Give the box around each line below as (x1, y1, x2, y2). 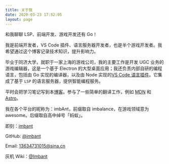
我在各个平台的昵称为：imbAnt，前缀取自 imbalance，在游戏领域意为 (5, 106, 149, 112)
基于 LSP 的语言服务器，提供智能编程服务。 (14, 78, 104, 84)
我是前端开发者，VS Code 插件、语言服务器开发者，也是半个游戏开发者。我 (5, 42, 162, 48)
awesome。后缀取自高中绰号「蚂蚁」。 (5, 112, 86, 118)
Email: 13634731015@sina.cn (5, 143, 66, 149)
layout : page (5, 17, 33, 22)
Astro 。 (5, 95, 21, 101)
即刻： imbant (5, 123, 33, 129)
